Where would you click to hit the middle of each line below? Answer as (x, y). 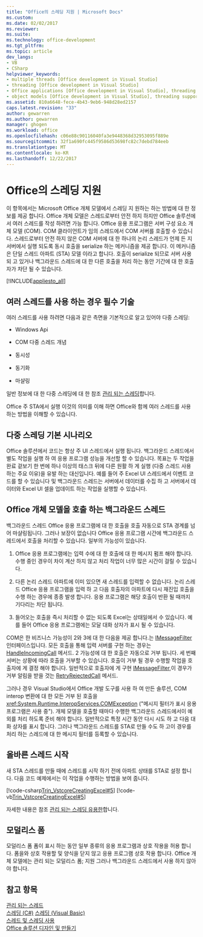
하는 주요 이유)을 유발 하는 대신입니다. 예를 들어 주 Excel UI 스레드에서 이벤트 (97, 473)
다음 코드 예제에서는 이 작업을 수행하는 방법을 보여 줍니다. (82, 778)
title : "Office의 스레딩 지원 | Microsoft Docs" (65, 12)
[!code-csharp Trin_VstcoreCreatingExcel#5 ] (61, 790)
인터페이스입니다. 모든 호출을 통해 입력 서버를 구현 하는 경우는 (79, 645)
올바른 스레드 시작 (37, 755)
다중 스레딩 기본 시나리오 (49, 435)
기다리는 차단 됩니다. (39, 604)
